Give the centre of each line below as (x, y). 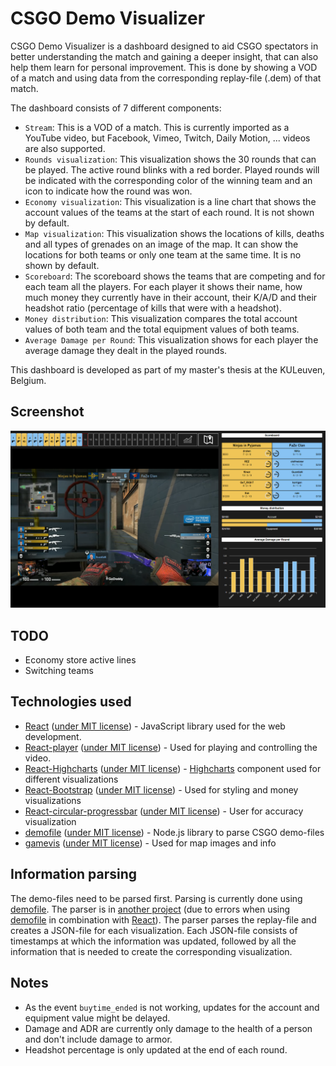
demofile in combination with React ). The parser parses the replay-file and (163, 919)
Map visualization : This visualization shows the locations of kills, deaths (174, 233)
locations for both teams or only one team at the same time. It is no (163, 254)
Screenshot (47, 412)
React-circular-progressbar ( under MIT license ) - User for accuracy (164, 811)
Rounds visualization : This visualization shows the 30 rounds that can (170, 159)
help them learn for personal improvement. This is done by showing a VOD (164, 67)
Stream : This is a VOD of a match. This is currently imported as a (157, 127)
